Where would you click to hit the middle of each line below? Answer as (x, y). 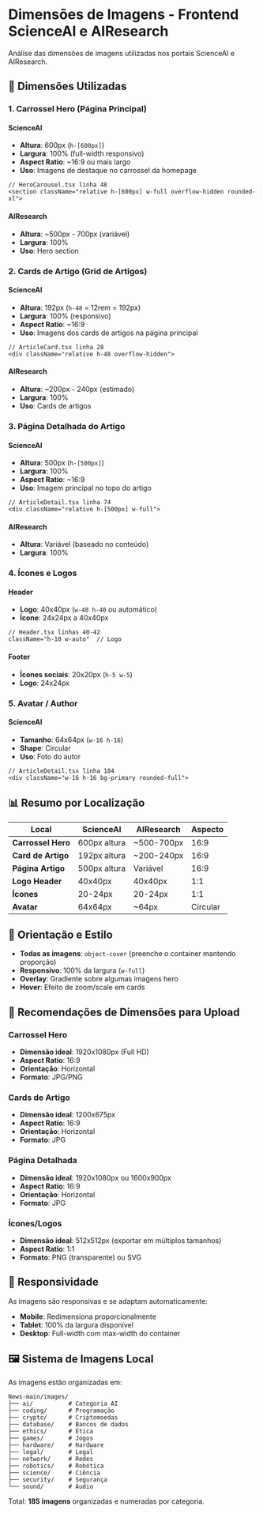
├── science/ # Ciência (54, 1473)
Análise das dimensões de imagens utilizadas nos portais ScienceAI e (122, 53)
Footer (19, 657)
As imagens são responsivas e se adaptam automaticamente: (108, 1301)
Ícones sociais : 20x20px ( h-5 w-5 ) (76, 674)
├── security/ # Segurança (58, 1479)
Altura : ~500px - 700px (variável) (75, 234)
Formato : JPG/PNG (51, 1077)
